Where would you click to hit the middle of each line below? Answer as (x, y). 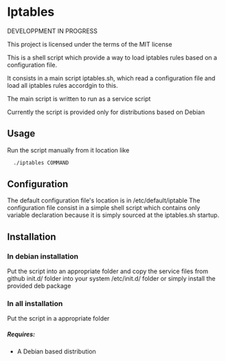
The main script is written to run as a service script (79, 98)
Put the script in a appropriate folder (58, 318)
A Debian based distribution (56, 351)
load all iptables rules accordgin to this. (63, 85)
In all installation (35, 304)
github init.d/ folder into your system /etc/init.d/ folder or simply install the (111, 279)
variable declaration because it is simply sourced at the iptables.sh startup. (113, 215)
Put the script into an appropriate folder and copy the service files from (108, 271)
